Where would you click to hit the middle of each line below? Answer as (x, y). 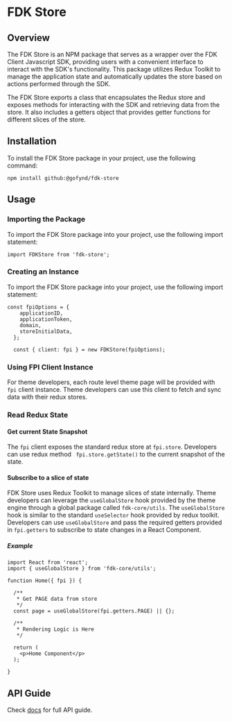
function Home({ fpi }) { (44, 581)
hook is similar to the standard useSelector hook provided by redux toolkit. (113, 515)
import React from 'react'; (48, 563)
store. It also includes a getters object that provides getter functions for (109, 112)
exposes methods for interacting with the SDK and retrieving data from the (114, 105)
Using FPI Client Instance (50, 367)
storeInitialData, (46, 331)
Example (20, 546)
